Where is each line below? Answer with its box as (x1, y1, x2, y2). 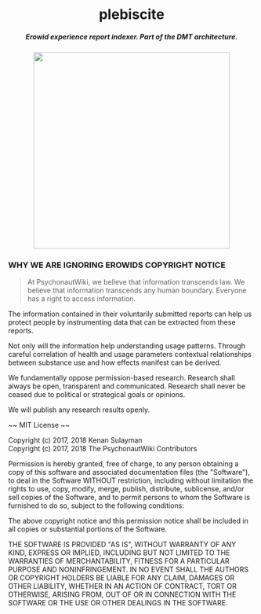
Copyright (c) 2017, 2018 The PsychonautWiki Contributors (8, 444, 198, 454)
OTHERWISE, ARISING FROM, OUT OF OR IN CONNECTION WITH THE (8, 590, 237, 599)
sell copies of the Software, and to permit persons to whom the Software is (8, 493, 251, 502)
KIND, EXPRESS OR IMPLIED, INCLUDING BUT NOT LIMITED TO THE (8, 548, 230, 557)
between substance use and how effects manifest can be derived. (8, 358, 222, 367)
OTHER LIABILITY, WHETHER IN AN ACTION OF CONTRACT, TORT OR (8, 582, 237, 591)
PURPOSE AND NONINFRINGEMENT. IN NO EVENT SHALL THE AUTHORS (8, 564, 249, 575)
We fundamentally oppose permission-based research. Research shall (8, 373, 235, 383)
